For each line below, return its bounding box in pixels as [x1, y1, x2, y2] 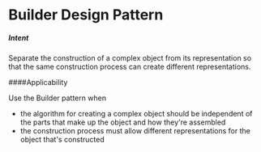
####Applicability [8, 78, 68, 87]
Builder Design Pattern [8, 6, 164, 24]
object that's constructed [19, 135, 105, 145]
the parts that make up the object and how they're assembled [19, 117, 226, 127]
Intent [8, 32, 29, 42]
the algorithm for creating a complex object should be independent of [19, 109, 253, 119]
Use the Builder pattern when [8, 93, 107, 103]
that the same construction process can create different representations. [8, 62, 251, 72]
